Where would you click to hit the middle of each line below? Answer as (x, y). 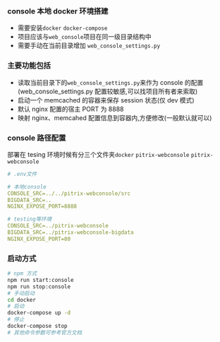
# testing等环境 (30, 219)
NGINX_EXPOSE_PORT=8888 (42, 206)
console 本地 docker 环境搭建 (58, 11)
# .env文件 (22, 174)
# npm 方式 (22, 273)
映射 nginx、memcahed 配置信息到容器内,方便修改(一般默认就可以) (115, 117)
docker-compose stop (38, 326)
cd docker (22, 300)
